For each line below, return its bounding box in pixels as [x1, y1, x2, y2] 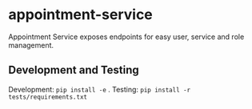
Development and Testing [8, 64, 140, 77]
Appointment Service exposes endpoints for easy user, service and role [8, 32, 245, 41]
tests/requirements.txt [8, 93, 88, 101]
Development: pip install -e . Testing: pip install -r [8, 84, 191, 94]
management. [8, 40, 54, 49]
